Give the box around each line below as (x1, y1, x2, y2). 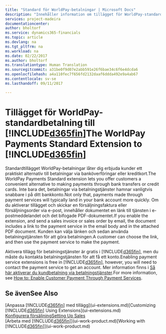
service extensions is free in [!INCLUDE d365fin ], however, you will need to (5, 259, 157, 265)
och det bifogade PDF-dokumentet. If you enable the (41, 213, 148, 219)
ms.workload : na (5, 49, 39, 54)
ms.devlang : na (5, 40, 37, 45)
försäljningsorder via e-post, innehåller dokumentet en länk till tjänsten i (5, 207, 151, 213)
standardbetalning (5, 117, 83, 128)
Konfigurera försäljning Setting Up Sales (5, 313, 85, 319)
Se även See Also (5, 289, 58, 297)
